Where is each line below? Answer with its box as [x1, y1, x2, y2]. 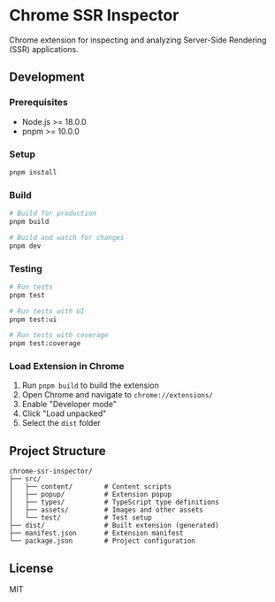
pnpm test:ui [9, 315, 57, 324]
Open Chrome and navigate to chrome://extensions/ [21, 390, 214, 400]
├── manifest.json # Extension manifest [9, 529, 184, 538]
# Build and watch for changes [9, 233, 125, 242]
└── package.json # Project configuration [9, 536, 196, 545]
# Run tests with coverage [9, 331, 109, 340]
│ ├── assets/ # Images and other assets [9, 506, 203, 514]
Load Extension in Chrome [9, 360, 125, 373]
